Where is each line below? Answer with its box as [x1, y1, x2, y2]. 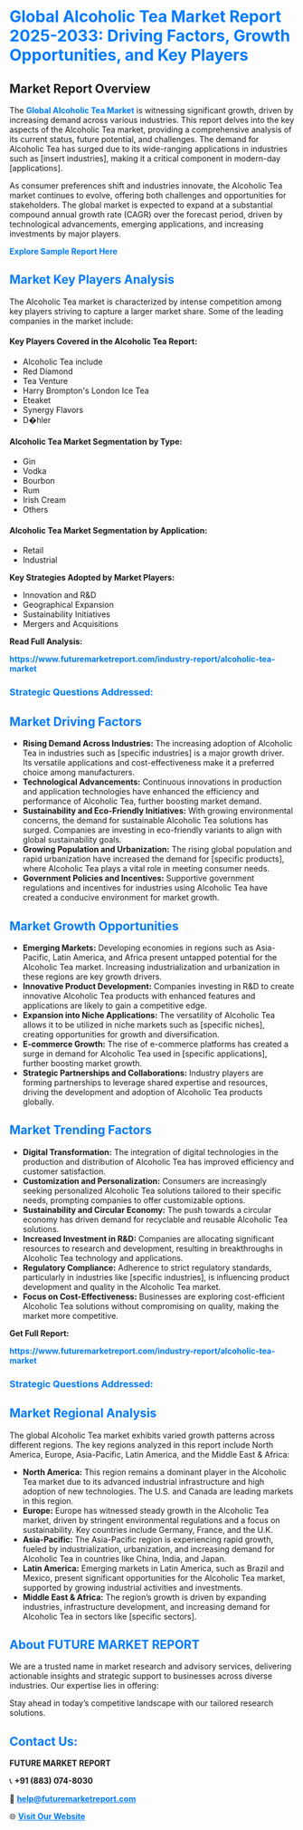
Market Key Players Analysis [9, 272, 175, 287]
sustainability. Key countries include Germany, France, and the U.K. [22, 1524, 273, 1535]
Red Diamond [22, 366, 74, 377]
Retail [22, 545, 44, 556]
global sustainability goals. [22, 834, 122, 845]
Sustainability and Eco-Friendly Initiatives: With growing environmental [22, 805, 294, 816]
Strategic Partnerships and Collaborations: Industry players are [22, 1067, 264, 1078]
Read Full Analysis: [9, 636, 83, 647]
